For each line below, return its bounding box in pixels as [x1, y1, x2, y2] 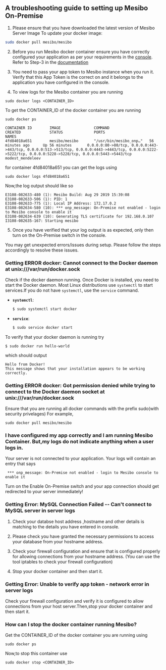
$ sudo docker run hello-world [5, 344, 70, 349]
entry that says [5, 461, 36, 467]
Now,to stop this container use [5, 651, 68, 657]
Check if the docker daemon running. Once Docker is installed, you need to [5, 277, 159, 283]
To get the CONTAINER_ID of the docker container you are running [5, 107, 141, 113]
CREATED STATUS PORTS [5, 130, 106, 135]
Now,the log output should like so [5, 183, 73, 189]
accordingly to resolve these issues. [5, 247, 79, 253]
